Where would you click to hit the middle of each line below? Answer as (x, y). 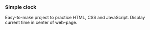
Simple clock (21, 7)
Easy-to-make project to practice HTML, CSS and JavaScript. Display (75, 18)
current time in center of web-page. (41, 22)
